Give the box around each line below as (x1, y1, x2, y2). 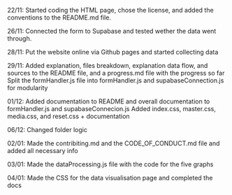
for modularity (7, 84, 48, 92)
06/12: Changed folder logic (7, 126, 87, 133)
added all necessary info (7, 147, 78, 154)
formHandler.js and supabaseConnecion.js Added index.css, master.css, (7, 105, 217, 113)
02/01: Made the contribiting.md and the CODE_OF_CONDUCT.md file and (7, 139, 220, 147)
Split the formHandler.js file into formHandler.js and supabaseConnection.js (7, 76, 224, 85)
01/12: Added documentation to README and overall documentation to (7, 97, 210, 106)
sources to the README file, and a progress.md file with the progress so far (7, 69, 225, 77)
